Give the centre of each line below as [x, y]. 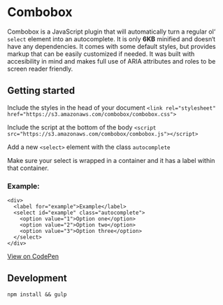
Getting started [41, 91]
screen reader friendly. [40, 69]
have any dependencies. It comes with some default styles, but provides [111, 46]
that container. [28, 168]
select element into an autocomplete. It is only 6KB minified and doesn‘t [111, 38]
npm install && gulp [37, 295]
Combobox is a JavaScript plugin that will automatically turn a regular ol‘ [111, 31]
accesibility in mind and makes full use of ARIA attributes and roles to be [111, 61]
